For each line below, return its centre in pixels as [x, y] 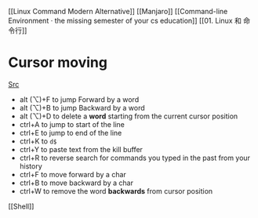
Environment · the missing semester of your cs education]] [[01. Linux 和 [125, 20]
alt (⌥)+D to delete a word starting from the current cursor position [129, 116]
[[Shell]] [21, 206]
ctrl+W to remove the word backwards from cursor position [116, 191]
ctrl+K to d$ [38, 141]
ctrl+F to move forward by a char [73, 174]
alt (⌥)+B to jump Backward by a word [82, 107]
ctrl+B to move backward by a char [76, 183]
